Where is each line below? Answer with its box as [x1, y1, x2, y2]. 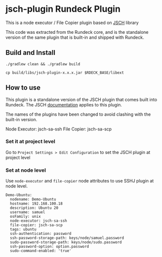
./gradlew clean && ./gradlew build [5, 61, 80, 67]
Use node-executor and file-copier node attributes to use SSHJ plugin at [5, 178, 154, 184]
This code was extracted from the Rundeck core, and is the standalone [5, 29, 149, 35]
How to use [5, 83, 41, 92]
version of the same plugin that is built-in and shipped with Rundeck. [5, 34, 144, 40]
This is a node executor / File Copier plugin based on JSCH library [5, 20, 139, 26]
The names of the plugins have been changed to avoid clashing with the [5, 111, 151, 117]
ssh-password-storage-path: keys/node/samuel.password [10, 235, 124, 241]
